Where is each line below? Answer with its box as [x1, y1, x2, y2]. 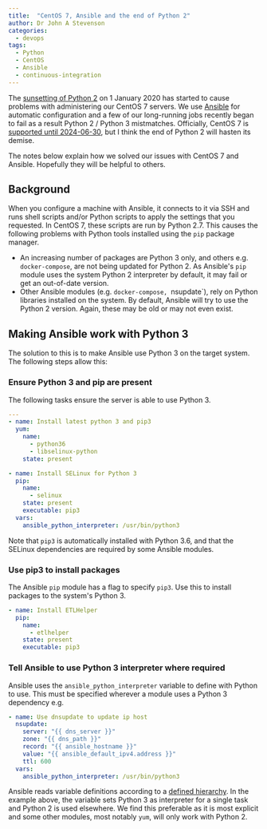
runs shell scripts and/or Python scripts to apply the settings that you [8, 212, 235, 222]
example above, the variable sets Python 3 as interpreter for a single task [8, 795, 249, 805]
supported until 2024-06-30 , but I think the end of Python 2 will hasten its [8, 127, 251, 137]
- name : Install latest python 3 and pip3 [8, 418, 151, 426]
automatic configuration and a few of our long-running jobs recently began [8, 109, 254, 120]
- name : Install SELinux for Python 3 [8, 469, 137, 478]
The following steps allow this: [8, 357, 108, 367]
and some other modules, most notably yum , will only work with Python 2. [8, 812, 248, 822]
